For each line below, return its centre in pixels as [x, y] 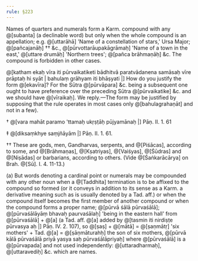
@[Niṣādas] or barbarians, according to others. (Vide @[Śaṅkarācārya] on [98, 157]
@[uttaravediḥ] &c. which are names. [52, 251]
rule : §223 [20, 12]
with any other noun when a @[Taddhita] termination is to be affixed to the [98, 182]
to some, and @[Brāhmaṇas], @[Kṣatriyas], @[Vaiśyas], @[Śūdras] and [94, 151]
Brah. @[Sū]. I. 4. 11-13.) [35, 164]
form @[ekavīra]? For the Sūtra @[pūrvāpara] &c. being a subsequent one [97, 85]
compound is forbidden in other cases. [54, 60]
